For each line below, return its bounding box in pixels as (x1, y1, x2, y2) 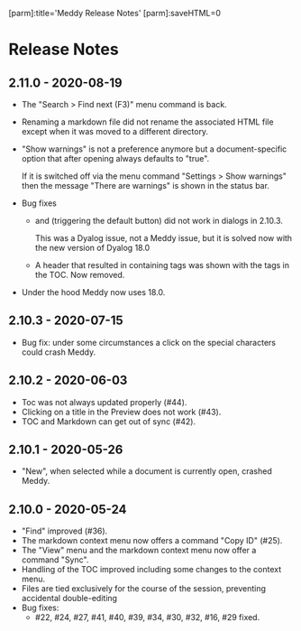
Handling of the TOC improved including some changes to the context (21, 564, 281, 575)
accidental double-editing (21, 593, 118, 604)
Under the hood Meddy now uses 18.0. (21, 287, 166, 297)
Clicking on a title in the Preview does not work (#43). (21, 406, 222, 417)
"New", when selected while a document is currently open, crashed (21, 466, 272, 477)
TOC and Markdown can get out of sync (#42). (21, 415, 196, 427)
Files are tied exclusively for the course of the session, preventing (21, 583, 267, 594)
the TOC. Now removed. (34, 270, 125, 280)
